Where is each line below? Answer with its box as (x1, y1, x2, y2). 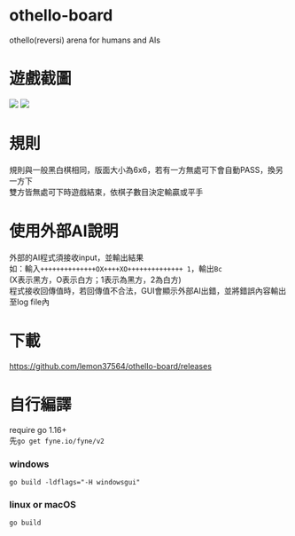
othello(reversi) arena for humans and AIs (9, 35, 161, 45)
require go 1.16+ (9, 424, 67, 435)
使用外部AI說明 (9, 221, 119, 240)
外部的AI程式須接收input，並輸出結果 (9, 252, 144, 263)
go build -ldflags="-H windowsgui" (9, 477, 141, 486)
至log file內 (9, 296, 50, 307)
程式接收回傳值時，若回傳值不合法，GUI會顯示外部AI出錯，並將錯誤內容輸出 (9, 285, 287, 296)
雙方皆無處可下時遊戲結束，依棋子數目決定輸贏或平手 (9, 186, 204, 197)
